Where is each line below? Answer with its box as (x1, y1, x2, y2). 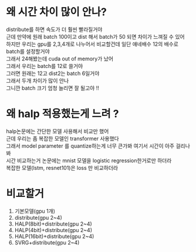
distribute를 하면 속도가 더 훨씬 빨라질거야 (6, 26, 103, 33)
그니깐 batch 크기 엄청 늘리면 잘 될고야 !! (6, 84, 100, 91)
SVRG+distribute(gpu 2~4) (14, 239, 80, 246)
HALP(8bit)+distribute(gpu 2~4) (14, 220, 92, 227)
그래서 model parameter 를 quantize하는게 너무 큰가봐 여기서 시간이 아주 (6, 142, 175, 149)
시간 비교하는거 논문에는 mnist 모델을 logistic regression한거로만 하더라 (6, 156, 172, 164)
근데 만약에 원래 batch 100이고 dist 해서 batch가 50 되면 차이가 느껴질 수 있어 (6, 33, 185, 40)
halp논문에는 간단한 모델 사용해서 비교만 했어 (6, 127, 109, 135)
